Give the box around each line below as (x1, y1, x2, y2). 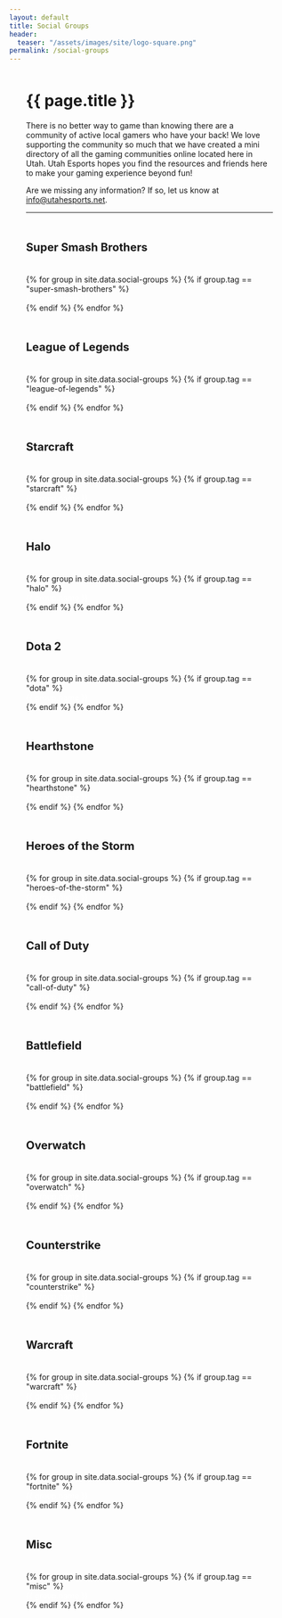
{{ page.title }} (26, 91, 136, 111)
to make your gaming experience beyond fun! (26, 167, 193, 178)
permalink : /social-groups (9, 46, 109, 55)
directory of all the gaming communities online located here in (26, 148, 254, 159)
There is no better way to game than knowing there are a (26, 120, 234, 130)
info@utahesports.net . (26, 194, 109, 205)
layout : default (9, 12, 69, 22)
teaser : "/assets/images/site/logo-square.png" (17, 37, 197, 47)
